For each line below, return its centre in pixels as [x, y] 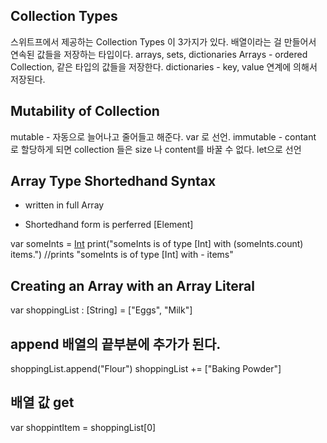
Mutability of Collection [85, 111]
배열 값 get [42, 402]
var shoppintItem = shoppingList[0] [83, 427]
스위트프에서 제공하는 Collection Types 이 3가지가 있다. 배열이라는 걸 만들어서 [163, 41]
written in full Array [64, 205]
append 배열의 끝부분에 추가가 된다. [116, 344]
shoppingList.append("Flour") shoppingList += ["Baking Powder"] [146, 369]
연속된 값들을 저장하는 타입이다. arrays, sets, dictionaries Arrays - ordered [159, 54]
